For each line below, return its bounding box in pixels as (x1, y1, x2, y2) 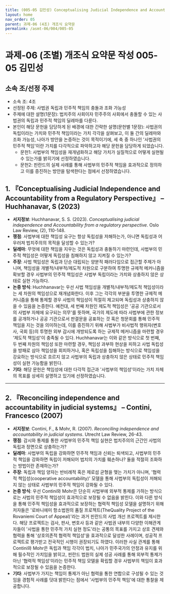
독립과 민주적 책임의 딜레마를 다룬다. (26, 118, 98, 124)
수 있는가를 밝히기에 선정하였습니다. (20, 156, 91, 162)
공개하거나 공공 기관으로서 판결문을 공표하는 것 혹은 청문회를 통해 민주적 (18, 315, 160, 322)
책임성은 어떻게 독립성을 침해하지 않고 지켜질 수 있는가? (22, 252, 132, 258)
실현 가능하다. (22, 277, 50, 284)
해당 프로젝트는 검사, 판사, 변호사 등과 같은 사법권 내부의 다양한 (19, 519, 143, 526)
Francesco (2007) (5, 412, 63, 420)
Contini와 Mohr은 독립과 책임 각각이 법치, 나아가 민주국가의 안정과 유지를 (12, 545, 157, 551)
